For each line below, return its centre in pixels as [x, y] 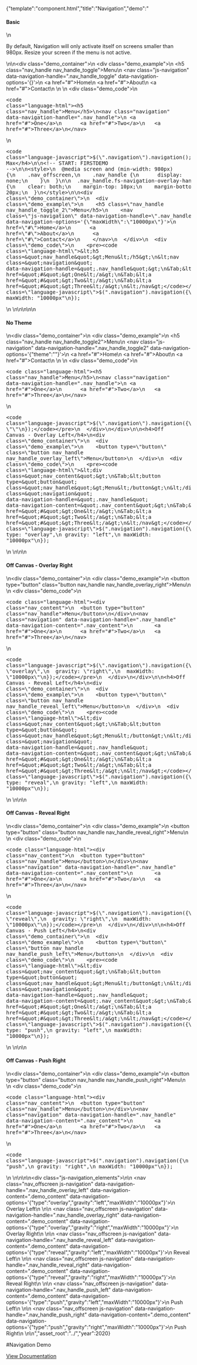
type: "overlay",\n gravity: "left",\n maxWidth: [79, 535]
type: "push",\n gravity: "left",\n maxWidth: [74, 1030]
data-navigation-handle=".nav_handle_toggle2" [92, 348]
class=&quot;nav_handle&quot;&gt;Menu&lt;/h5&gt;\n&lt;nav [93, 257]
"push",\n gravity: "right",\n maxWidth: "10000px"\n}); [90, 1167]
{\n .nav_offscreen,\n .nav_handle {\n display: [94, 175]
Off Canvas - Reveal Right [38, 813]
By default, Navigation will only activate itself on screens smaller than [90, 46]
